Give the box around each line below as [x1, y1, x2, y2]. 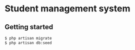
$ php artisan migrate [4, 36, 52, 41]
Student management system [4, 3, 130, 14]
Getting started [4, 23, 53, 31]
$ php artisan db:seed [4, 40, 52, 45]
